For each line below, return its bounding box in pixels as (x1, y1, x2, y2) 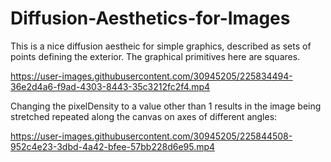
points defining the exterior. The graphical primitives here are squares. (10, 50, 301, 62)
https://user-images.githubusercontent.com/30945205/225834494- (10, 70, 293, 82)
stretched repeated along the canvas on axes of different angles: (10, 110, 278, 122)
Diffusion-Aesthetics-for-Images (10, 7, 291, 30)
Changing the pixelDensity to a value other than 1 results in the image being (10, 100, 322, 112)
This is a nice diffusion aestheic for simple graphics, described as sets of (10, 40, 312, 52)
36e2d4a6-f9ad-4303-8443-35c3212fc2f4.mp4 (10, 80, 211, 92)
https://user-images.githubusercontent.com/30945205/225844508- (10, 130, 293, 142)
